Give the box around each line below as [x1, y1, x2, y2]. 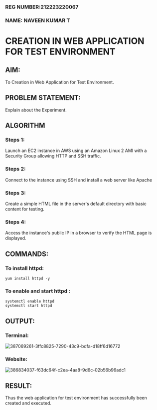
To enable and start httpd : [5, 287, 71, 294]
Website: [5, 355, 27, 362]
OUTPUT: [5, 316, 35, 325]
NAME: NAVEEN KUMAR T [5, 16, 70, 23]
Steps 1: [5, 136, 25, 143]
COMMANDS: [5, 249, 49, 258]
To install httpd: [5, 264, 44, 271]
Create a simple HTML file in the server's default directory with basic [5, 200, 147, 206]
